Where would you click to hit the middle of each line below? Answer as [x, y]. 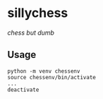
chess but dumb [31, 33]
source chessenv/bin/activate [52, 77]
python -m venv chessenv [44, 71]
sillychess [38, 13]
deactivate [23, 90]
